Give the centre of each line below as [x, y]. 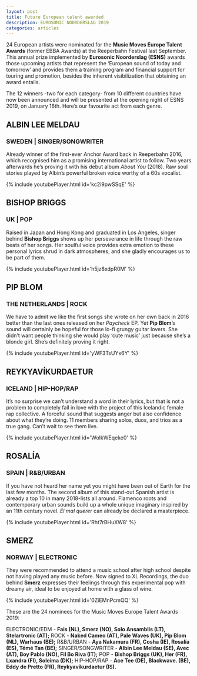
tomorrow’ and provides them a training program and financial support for [96, 70]
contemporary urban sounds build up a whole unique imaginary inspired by [97, 504]
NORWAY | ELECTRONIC [42, 557]
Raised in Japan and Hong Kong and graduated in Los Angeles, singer [91, 232]
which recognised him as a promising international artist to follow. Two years [99, 160]
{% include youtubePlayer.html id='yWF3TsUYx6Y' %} [72, 353]
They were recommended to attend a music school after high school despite [98, 570]
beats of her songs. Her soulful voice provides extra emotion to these [90, 245]
